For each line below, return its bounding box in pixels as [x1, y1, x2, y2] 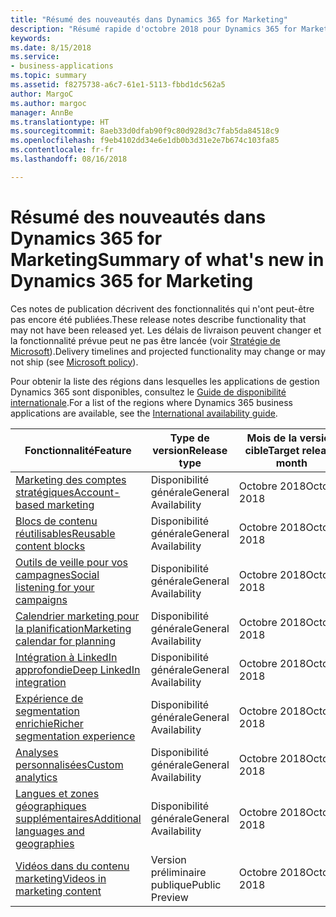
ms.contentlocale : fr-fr [10, 145, 114, 155]
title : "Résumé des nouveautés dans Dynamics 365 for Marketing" [10, 14, 288, 25]
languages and [15, 824, 85, 838]
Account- [73, 485, 121, 499]
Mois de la [246, 431, 298, 445]
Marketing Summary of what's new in [10, 248, 325, 271]
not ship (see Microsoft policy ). [10, 356, 139, 368]
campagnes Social [15, 567, 100, 581]
